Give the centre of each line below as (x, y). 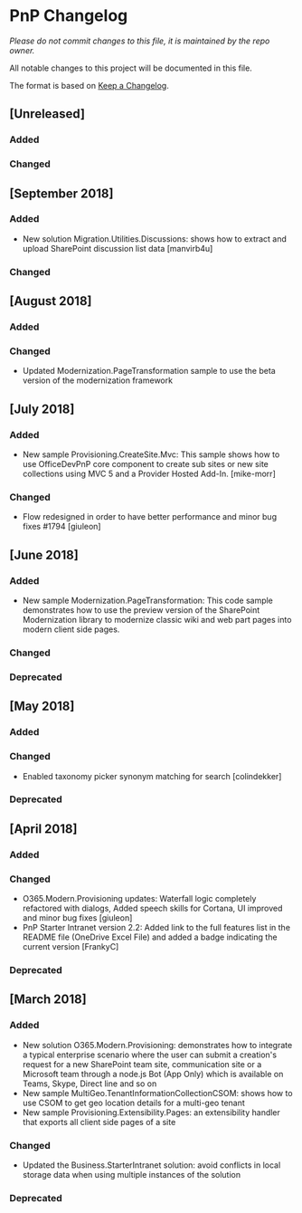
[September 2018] (61, 193)
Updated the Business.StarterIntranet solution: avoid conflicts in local (151, 1165)
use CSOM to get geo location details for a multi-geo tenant (134, 1103)
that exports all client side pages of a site (99, 1122)
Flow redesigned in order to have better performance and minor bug (150, 517)
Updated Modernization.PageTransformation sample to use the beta (149, 371)
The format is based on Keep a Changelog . (89, 85)
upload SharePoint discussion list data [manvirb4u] (118, 248)
